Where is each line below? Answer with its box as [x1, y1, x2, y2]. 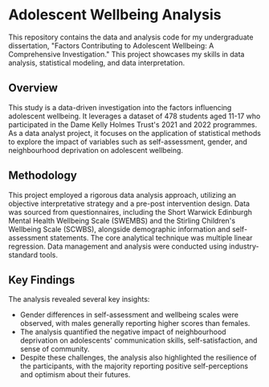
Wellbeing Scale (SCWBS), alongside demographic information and [8, 224, 230, 234]
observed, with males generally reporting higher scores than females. [19, 319, 251, 328]
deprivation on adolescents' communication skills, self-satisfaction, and [19, 336, 258, 345]
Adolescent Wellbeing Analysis [8, 6, 222, 24]
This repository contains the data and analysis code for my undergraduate [8, 32, 254, 42]
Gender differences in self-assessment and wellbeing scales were [19, 310, 239, 319]
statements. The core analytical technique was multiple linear [49, 233, 253, 242]
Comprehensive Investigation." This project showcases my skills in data [8, 49, 245, 59]
